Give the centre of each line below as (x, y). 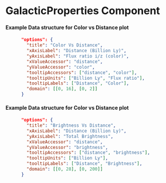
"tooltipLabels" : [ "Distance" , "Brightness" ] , (84, 164)
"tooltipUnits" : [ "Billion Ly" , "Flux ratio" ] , (86, 78)
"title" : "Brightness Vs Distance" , (71, 126)
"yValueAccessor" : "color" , (61, 67)
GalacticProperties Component (83, 11)
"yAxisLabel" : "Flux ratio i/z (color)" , (78, 56)
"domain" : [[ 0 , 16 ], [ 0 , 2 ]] (62, 89)
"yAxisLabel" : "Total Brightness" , (70, 136)
